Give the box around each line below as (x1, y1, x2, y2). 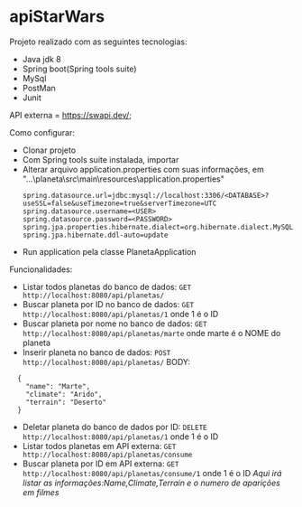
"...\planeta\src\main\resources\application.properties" (22, 174, 225, 184)
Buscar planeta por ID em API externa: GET (22, 458, 179, 469)
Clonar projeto (22, 145, 77, 155)
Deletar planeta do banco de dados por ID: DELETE (22, 421, 207, 432)
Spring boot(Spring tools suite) (22, 63, 137, 74)
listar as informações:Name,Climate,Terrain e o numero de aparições (22, 477, 281, 488)
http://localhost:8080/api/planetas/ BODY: (22, 356, 191, 367)
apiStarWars (9, 6, 105, 27)
